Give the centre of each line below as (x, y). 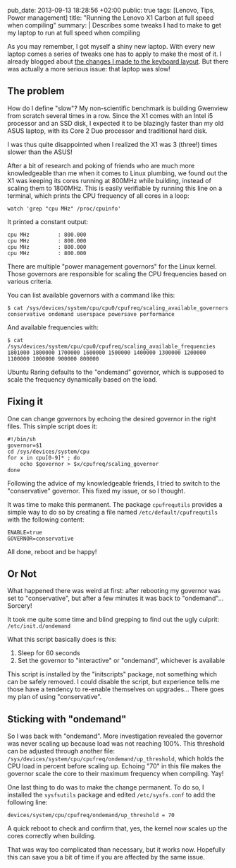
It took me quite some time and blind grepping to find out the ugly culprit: (113, 620)
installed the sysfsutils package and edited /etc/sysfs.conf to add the (112, 795)
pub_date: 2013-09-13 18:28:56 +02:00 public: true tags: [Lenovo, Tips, (111, 10)
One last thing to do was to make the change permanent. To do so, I (106, 787)
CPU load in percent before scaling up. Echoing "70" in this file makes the (114, 766)
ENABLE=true (25, 532)
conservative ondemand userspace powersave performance (91, 314)
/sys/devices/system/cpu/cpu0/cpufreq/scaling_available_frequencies (112, 346)
